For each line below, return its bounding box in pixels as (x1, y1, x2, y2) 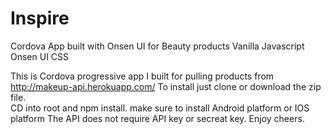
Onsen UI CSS (10, 50, 70, 62)
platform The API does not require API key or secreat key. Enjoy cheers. (10, 112, 305, 124)
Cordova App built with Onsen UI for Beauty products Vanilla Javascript (10, 40, 305, 52)
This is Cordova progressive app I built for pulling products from (10, 70, 275, 82)
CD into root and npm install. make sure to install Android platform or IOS (10, 102, 310, 114)
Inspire (10, 7, 70, 30)
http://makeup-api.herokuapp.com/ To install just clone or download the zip (10, 80, 322, 92)
